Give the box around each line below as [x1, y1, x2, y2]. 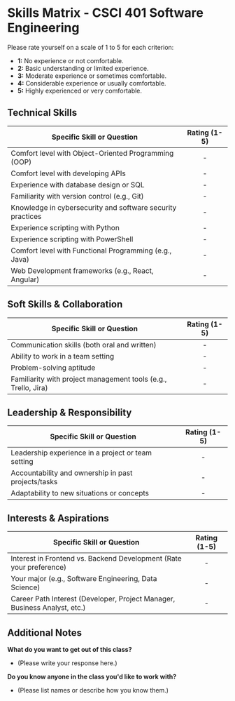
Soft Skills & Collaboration [7, 298, 123, 310]
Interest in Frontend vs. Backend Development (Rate [10, 554, 182, 563]
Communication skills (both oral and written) [10, 340, 157, 349]
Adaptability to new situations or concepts [10, 488, 149, 498]
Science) [10, 582, 41, 592]
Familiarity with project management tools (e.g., [10, 374, 167, 384]
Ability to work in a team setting [10, 351, 115, 361]
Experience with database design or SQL [10, 180, 145, 189]
